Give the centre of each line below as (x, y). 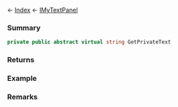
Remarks (22, 97)
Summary (24, 28)
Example (22, 79)
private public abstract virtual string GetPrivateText (89, 42)
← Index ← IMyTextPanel (42, 10)
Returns (21, 60)
